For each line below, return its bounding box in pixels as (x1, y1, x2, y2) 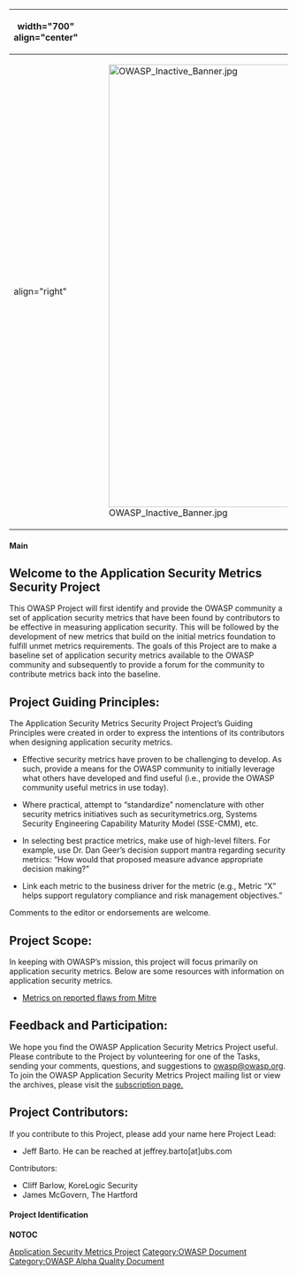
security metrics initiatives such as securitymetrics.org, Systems (21, 809, 258, 820)
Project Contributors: (9, 1105, 129, 1120)
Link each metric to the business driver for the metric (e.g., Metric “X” (21, 881, 277, 892)
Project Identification (9, 1209, 88, 1220)
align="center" (13, 31, 79, 43)
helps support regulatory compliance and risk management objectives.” (21, 890, 283, 901)
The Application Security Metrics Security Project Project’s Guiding (9, 718, 254, 729)
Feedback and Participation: (9, 1018, 168, 1033)
